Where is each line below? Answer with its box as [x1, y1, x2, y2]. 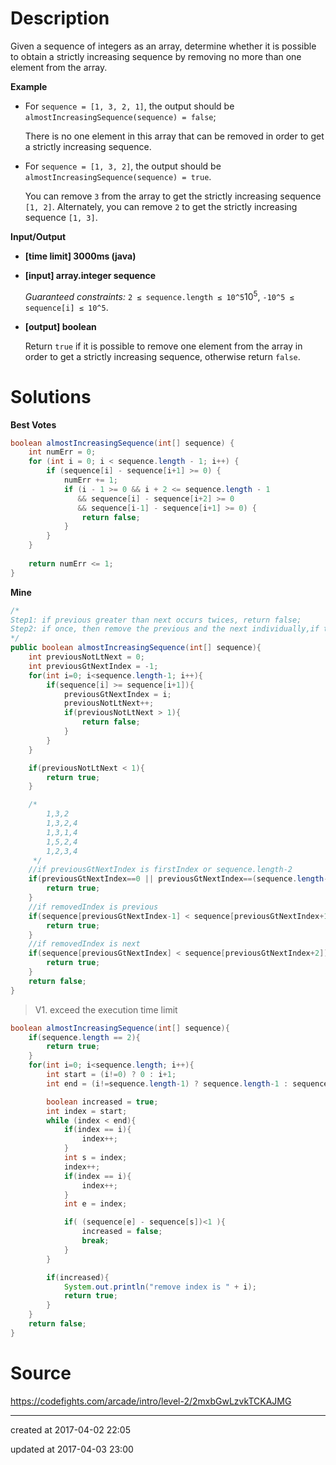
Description [10, 7, 110, 30]
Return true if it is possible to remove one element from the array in [24, 340, 303, 352]
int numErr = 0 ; [28, 447, 97, 457]
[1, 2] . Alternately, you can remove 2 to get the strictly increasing [24, 200, 298, 212]
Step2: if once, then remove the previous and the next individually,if [10, 624, 320, 634]
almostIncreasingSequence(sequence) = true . [24, 170, 212, 182]
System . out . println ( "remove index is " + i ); [63, 1282, 257, 1292]
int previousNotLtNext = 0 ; [28, 652, 145, 662]
